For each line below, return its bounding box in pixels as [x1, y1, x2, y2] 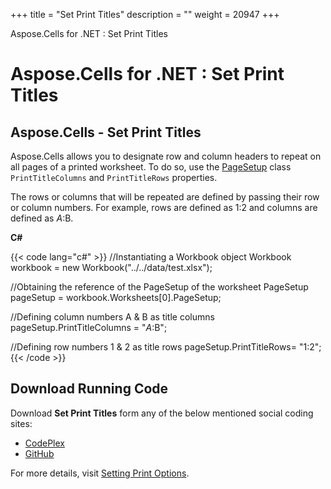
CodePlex [24, 437, 65, 449]
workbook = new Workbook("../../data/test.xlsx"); [10, 262, 213, 273]
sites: [10, 417, 33, 429]
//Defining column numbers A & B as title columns [10, 311, 215, 323]
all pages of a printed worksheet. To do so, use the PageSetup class [10, 161, 292, 173]
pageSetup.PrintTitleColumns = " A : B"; [10, 322, 168, 333]
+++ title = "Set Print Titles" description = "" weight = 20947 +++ [10, 9, 280, 20]
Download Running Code [10, 380, 169, 398]
